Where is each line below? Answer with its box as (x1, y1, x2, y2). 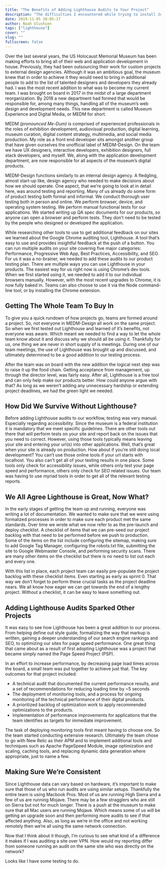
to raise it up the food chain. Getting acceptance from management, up (5, 366, 150, 372)
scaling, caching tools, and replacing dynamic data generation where (5, 748, 146, 754)
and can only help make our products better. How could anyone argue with (5, 377, 157, 383)
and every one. (5, 559, 36, 565)
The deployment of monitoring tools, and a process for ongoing (12, 691, 142, 697)
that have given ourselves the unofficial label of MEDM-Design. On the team (5, 142, 160, 148)
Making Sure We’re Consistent (5, 768, 101, 776)
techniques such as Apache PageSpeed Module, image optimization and (5, 743, 153, 749)
